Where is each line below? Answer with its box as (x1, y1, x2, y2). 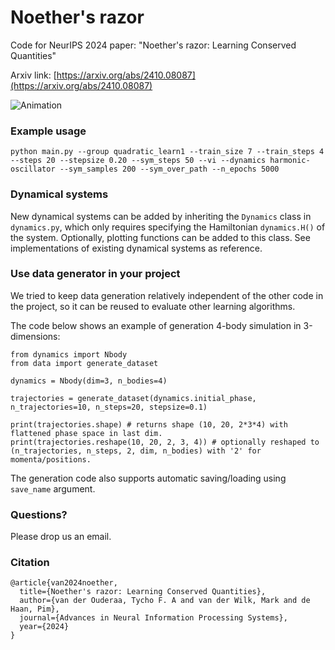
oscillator (10, 164, 56, 175)
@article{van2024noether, (10, 578, 118, 588)
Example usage (10, 124, 87, 138)
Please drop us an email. (10, 531, 112, 543)
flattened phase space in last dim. (10, 428, 163, 438)
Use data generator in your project (10, 267, 181, 281)
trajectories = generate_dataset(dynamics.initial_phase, (10, 393, 257, 403)
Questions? (10, 507, 68, 521)
